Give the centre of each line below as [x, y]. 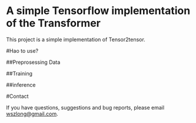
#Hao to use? [22, 50]
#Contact [17, 96]
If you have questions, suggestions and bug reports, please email [85, 107]
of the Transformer [54, 23]
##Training [19, 73]
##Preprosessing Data [33, 62]
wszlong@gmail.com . [32, 114]
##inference [21, 85]
